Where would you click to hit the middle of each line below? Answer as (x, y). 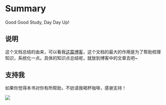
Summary (25, 9)
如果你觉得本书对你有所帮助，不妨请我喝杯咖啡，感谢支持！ (66, 88)
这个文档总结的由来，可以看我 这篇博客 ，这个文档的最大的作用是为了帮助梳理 (83, 52)
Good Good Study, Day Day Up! (37, 22)
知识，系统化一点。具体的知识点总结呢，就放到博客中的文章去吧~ (72, 58)
